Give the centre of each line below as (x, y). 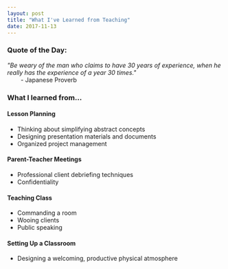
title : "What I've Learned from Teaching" (69, 20)
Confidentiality (38, 182)
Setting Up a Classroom (42, 243)
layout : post (26, 13)
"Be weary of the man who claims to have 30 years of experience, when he (114, 65)
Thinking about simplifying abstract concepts (81, 129)
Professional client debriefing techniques (75, 175)
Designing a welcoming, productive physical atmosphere (98, 259)
